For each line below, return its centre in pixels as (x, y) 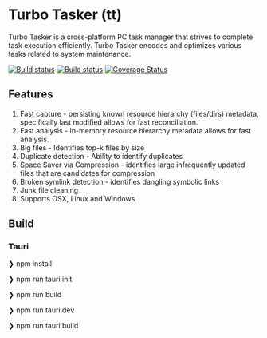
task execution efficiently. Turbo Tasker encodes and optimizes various (125, 45)
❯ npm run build (35, 295)
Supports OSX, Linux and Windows (77, 198)
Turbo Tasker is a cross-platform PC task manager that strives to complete (131, 37)
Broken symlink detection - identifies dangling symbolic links (120, 181)
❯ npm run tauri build (43, 326)
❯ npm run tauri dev (41, 310)
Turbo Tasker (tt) (65, 15)
